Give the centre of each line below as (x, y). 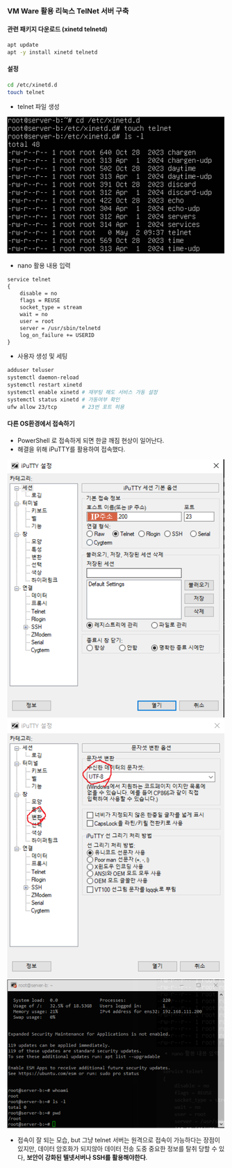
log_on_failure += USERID (57, 336)
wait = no (34, 315)
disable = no (39, 294)
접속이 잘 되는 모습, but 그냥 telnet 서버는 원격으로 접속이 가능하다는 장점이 (119, 1139)
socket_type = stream (51, 308)
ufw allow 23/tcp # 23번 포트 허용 (66, 407)
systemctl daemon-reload (43, 377)
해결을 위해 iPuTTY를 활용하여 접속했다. (71, 449)
